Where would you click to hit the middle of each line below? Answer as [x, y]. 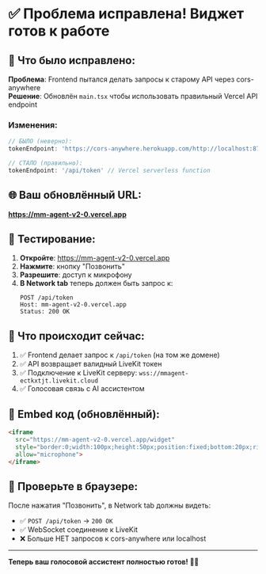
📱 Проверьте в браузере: [73, 487]
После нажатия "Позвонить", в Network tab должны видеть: [110, 506]
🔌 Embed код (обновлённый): [84, 414]
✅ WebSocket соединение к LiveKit [79, 530]
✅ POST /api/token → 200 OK [66, 521]
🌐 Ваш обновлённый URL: [75, 195]
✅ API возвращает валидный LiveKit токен [91, 364]
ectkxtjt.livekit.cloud [59, 381]
